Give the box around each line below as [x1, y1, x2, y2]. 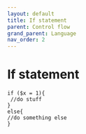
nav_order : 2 [7, 36, 45, 43]
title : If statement [7, 17, 68, 24]
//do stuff [10, 96, 42, 103]
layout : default [7, 10, 55, 18]
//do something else [7, 114, 68, 121]
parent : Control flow [7, 23, 71, 30]
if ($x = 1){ [7, 90, 45, 97]
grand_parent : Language [7, 29, 77, 37]
